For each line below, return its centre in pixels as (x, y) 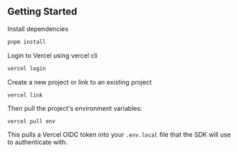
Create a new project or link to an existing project (79, 82)
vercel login (27, 68)
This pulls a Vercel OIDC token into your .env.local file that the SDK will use (119, 134)
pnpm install (27, 42)
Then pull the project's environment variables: (75, 108)
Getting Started (42, 12)
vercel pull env (31, 121)
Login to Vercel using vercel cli (52, 55)
